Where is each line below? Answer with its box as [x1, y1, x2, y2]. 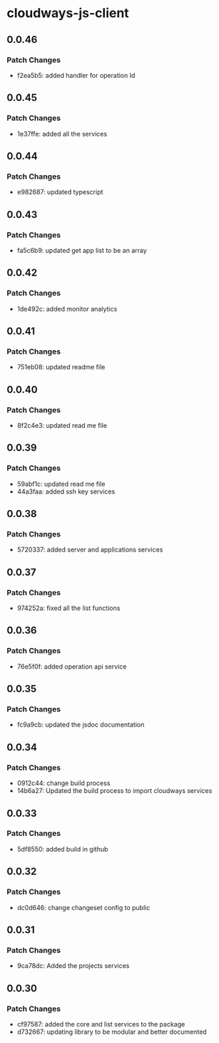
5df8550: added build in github [16, 844, 108, 853]
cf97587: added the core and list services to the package [16, 1019, 185, 1028]
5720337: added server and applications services [16, 545, 163, 554]
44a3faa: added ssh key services [16, 487, 116, 496]
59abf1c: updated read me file [16, 479, 106, 488]
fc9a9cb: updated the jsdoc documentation [16, 720, 145, 729]
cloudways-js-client [6, 5, 129, 21]
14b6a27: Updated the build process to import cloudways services [16, 787, 213, 795]
